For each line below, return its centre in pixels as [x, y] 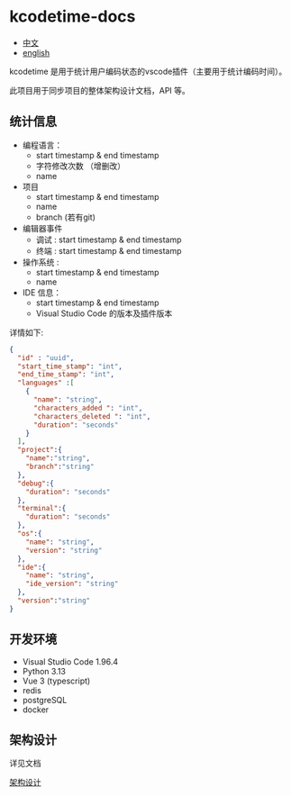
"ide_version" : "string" [72, 584]
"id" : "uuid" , [46, 357]
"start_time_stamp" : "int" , [70, 366]
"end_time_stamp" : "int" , [66, 375]
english [36, 52]
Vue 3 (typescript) [56, 681]
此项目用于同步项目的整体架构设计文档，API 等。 [100, 90]
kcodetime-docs [73, 17]
